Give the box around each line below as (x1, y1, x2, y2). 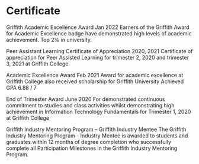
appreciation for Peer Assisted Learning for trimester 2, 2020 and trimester (6, 54, 190, 61)
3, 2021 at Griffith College (6, 60, 69, 67)
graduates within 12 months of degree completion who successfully (6, 138, 172, 145)
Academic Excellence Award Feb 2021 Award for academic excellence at (6, 71, 184, 78)
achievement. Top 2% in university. (6, 36, 92, 43)
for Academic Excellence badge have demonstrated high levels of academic (6, 29, 192, 37)
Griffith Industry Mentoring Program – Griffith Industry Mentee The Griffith (6, 126, 187, 133)
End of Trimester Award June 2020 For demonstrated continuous (6, 96, 165, 103)
